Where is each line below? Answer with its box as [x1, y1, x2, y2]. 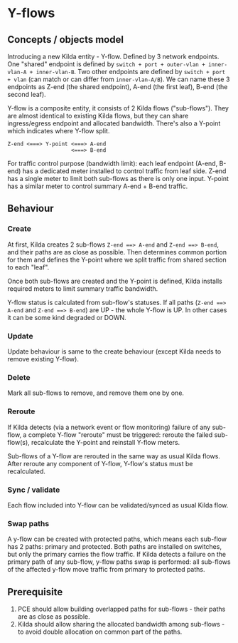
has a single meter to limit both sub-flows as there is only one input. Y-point [7, 175, 229, 182]
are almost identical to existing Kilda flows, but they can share [7, 112, 189, 120]
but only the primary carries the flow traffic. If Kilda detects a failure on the [7, 550, 226, 559]
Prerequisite [7, 586, 63, 598]
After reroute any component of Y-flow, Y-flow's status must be [7, 459, 193, 468]
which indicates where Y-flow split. [7, 127, 110, 135]
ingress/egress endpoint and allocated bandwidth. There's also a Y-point [7, 119, 221, 128]
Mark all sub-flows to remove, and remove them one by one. [7, 389, 185, 397]
